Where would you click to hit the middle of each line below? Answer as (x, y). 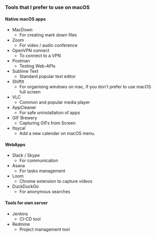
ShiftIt (18, 81)
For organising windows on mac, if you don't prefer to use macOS (85, 87)
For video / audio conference (48, 45)
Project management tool (44, 229)
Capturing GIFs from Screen (47, 123)
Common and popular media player (55, 102)
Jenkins (20, 214)
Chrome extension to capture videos (56, 181)
